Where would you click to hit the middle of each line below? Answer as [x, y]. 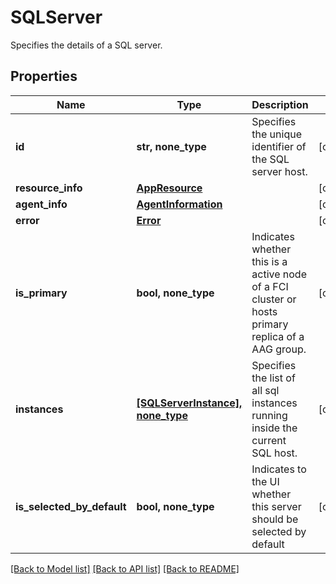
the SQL [270, 159]
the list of [273, 378]
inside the [274, 428]
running [269, 415]
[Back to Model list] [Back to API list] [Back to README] [125, 568]
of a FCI [270, 286]
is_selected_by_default [71, 506]
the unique [276, 134]
